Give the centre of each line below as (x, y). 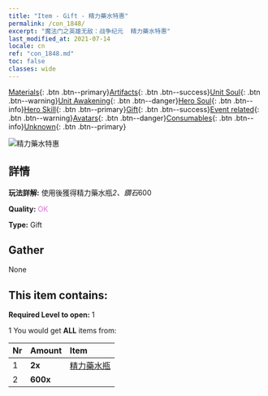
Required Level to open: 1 (52, 315)
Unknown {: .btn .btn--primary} (75, 126)
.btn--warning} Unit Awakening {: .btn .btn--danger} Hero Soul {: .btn (120, 100)
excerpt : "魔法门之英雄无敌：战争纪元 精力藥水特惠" (90, 31)
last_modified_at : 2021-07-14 (60, 39)
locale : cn (27, 46)
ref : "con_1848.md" (41, 54)
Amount (46, 350)
